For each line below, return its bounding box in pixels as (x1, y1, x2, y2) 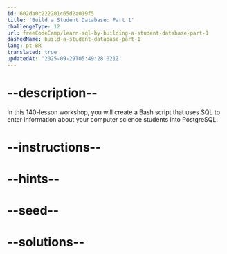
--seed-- (7, 203, 60, 219)
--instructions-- (7, 139, 102, 155)
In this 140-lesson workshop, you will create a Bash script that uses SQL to (7, 108, 220, 116)
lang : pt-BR (7, 42, 42, 49)
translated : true (7, 49, 57, 56)
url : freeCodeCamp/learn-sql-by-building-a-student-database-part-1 (7, 29, 209, 37)
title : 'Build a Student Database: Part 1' (7, 17, 135, 24)
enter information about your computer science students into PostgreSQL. (7, 115, 218, 123)
